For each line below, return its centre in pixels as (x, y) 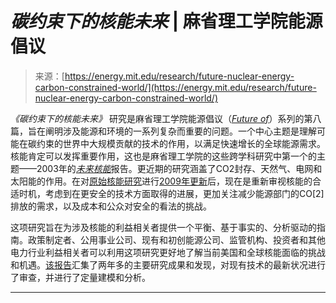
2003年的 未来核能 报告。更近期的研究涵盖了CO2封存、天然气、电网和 (179, 168)
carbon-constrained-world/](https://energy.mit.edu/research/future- (175, 87)
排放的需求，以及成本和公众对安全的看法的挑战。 (111, 206)
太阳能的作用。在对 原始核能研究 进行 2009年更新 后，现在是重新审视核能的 (161, 181)
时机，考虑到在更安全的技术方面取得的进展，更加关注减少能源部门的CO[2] (171, 193)
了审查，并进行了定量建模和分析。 (80, 277)
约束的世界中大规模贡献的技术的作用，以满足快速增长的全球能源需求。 (181, 143)
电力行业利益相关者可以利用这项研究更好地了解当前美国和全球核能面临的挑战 (168, 252)
